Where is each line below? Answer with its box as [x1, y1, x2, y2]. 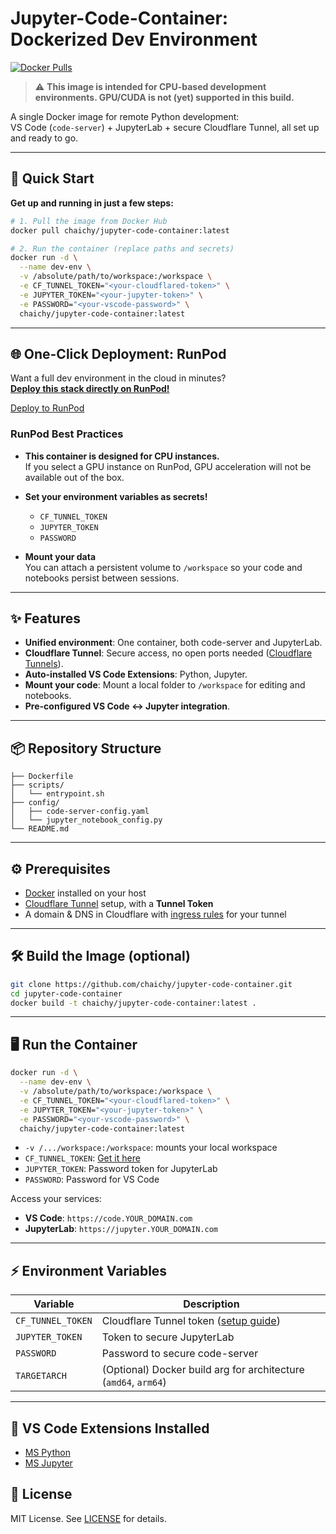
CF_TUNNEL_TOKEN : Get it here [24, 1152, 141, 1164]
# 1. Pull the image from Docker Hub [10, 216, 168, 226]
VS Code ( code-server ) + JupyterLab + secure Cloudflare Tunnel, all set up [10, 121, 320, 133]
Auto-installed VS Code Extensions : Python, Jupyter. [24, 668, 248, 681]
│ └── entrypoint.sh [10, 789, 105, 799]
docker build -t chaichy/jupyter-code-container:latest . [10, 998, 257, 1008]
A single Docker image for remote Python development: [10, 110, 240, 122]
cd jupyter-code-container [10, 988, 123, 999]
